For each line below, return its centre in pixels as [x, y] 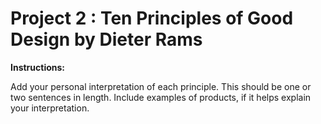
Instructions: [38, 67]
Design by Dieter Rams [106, 39]
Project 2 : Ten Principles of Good [152, 18]
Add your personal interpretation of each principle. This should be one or [161, 86]
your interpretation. [50, 108]
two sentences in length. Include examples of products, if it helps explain [161, 97]
